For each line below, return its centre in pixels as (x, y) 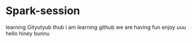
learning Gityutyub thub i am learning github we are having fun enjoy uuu (96, 27)
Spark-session (43, 11)
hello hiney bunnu (28, 33)
